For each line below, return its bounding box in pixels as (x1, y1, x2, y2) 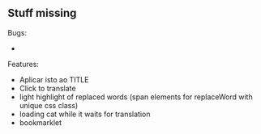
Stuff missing (7, 6, 77, 20)
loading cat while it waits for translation (19, 109, 151, 119)
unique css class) (19, 100, 79, 110)
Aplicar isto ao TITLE (19, 74, 89, 84)
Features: (7, 59, 40, 69)
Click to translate (19, 83, 76, 93)
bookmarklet (19, 117, 62, 128)
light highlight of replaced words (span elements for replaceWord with (19, 92, 253, 102)
